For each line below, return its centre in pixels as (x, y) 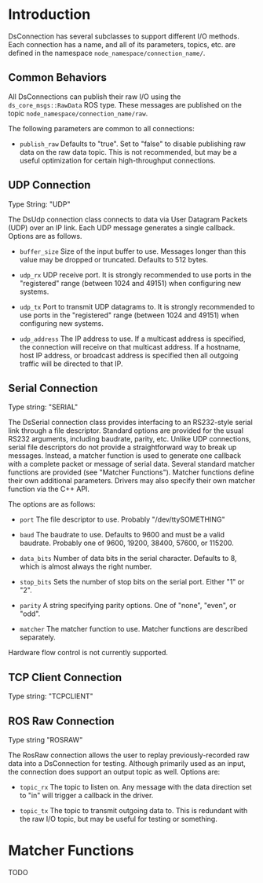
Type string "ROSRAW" (46, 740)
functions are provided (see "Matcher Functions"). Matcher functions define (131, 472)
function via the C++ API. (49, 489)
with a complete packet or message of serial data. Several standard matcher (131, 464)
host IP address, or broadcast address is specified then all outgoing (129, 355)
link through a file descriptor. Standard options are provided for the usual (126, 431)
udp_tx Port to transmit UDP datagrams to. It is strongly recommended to (137, 306)
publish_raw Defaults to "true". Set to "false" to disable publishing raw (132, 144)
